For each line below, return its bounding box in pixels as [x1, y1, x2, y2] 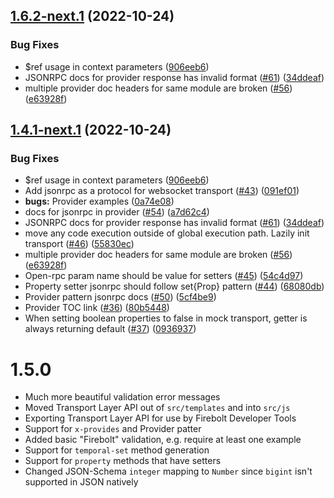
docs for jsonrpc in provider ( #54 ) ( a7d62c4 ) [24, 206, 210, 218]
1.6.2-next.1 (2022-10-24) [10, 8, 175, 25]
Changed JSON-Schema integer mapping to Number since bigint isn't [24, 465, 313, 478]
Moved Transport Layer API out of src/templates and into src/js [24, 402, 291, 414]
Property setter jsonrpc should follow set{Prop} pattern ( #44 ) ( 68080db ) [24, 280, 325, 293]
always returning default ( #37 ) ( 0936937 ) [24, 323, 197, 335]
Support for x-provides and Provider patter [24, 423, 202, 435]
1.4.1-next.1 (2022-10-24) [10, 122, 172, 139]
